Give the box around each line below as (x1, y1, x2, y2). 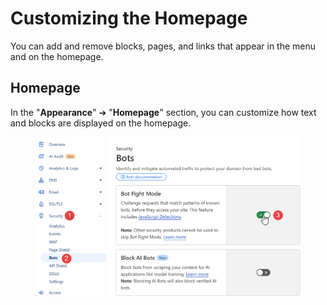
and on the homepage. (10, 50, 104, 62)
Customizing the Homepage (10, 7, 248, 30)
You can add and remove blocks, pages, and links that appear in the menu (10, 40, 317, 52)
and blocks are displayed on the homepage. (10, 117, 192, 129)
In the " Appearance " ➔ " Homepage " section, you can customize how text (10, 106, 317, 118)
